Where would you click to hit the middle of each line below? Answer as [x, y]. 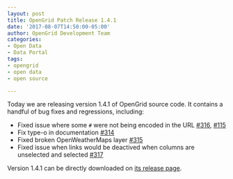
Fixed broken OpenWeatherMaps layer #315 [80, 140]
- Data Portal [28, 53]
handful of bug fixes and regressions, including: [76, 111]
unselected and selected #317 [60, 155]
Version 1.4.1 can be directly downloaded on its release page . [95, 169]
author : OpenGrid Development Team [59, 33]
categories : [24, 40]
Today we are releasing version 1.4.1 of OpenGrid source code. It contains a [115, 104]
